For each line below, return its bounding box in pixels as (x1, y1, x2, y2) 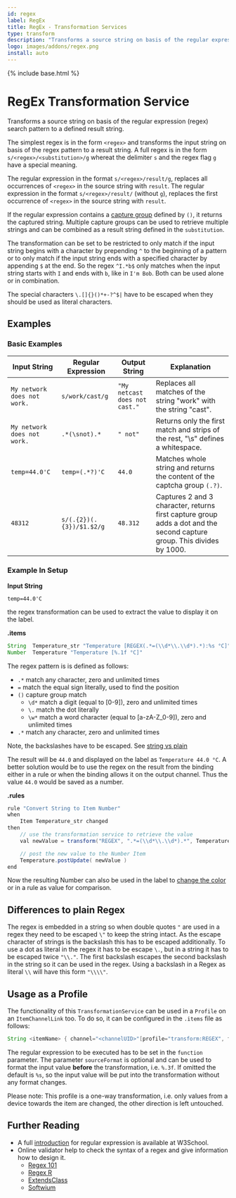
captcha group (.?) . (155, 480, 223, 490)
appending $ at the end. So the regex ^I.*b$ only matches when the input (7, 261, 221, 270)
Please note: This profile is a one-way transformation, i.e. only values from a (7, 1092, 228, 1100)
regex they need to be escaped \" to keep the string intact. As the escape (7, 930, 221, 939)
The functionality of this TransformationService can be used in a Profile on (7, 1007, 226, 1015)
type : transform (7, 30, 55, 37)
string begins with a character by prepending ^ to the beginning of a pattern (7, 246, 227, 254)
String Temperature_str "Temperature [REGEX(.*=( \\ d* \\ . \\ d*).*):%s (7, 642, 216, 649)
